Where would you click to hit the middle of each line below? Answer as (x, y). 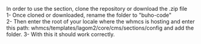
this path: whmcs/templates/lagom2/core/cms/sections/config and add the (100, 28)
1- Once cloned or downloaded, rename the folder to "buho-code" (89, 15)
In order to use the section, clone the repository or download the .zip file (97, 9)
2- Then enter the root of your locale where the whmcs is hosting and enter (101, 21)
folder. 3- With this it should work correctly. (61, 34)
